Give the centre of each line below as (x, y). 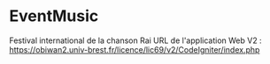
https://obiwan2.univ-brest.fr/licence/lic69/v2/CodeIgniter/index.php (135, 49)
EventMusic (54, 16)
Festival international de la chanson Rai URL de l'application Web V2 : (136, 40)
